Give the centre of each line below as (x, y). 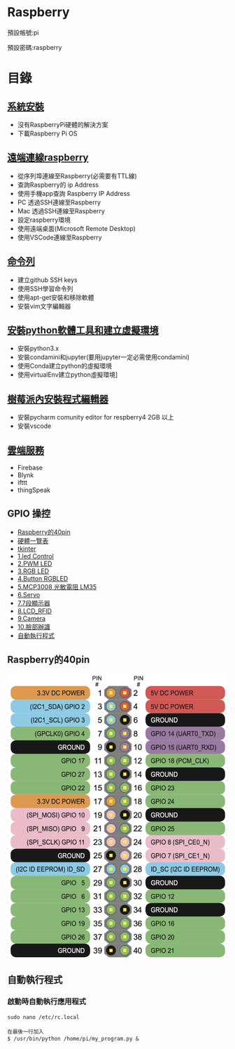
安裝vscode (34, 426)
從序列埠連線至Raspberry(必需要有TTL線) (77, 175)
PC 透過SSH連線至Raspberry (59, 202)
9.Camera (31, 618)
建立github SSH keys (48, 280)
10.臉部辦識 (34, 627)
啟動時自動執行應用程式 (47, 1001)
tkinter (27, 549)
